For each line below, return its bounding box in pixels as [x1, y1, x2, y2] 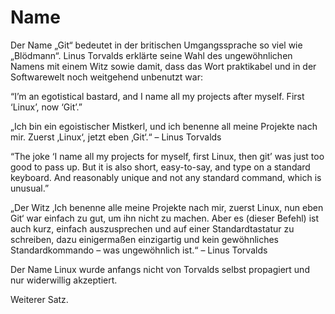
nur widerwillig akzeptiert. [10, 274, 118, 286]
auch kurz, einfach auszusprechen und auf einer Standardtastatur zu [10, 222, 295, 235]
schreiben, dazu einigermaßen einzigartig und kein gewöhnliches [10, 233, 280, 245]
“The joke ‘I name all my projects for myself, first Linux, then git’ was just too [10, 150, 325, 162]
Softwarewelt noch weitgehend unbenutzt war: [10, 71, 203, 83]
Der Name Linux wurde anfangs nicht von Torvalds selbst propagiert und [10, 263, 310, 275]
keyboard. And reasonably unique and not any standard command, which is [10, 171, 322, 183]
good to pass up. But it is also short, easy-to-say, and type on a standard [10, 161, 311, 173]
